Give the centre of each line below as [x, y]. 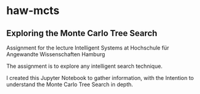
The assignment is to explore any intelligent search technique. [85, 66]
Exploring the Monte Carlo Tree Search [82, 33]
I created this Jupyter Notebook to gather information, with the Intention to [100, 78]
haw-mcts [33, 11]
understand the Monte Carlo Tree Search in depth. [70, 84]
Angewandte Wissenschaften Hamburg [56, 54]
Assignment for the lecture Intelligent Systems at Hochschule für [88, 48]
